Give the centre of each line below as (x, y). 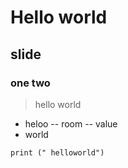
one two (30, 83)
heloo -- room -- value (71, 123)
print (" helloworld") (57, 152)
